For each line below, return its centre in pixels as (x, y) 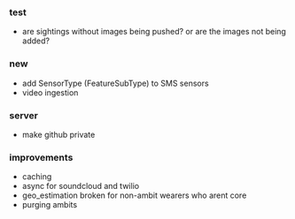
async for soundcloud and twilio (81, 186)
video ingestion (50, 92)
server (23, 115)
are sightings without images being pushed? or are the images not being (154, 32)
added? (36, 41)
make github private (58, 134)
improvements (41, 157)
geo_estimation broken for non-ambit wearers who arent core (134, 195)
